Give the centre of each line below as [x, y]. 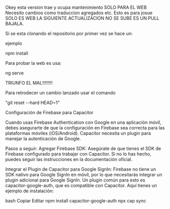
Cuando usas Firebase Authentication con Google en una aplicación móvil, [83, 122]
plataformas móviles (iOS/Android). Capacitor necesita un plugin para [78, 133]
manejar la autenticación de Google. [43, 139]
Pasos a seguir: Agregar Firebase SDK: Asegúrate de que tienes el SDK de [83, 148]
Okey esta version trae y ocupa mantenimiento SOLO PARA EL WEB [76, 7]
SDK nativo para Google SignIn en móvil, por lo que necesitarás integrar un [84, 175]
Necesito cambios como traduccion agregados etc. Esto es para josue [79, 13]
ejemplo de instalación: [30, 191]
